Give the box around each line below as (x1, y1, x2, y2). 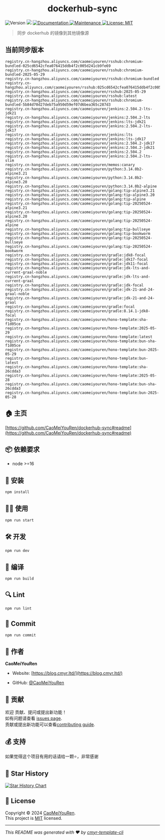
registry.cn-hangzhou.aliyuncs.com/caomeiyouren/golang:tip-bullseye (5, 227, 151, 232)
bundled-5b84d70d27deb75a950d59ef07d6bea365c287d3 (5, 102, 111, 107)
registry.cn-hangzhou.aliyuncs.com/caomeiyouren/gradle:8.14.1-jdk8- (5, 308, 151, 314)
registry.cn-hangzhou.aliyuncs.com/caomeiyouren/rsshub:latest (5, 93, 137, 98)
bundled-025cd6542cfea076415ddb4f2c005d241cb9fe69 (5, 63, 111, 68)
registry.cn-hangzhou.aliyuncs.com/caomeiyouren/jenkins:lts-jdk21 (5, 119, 146, 124)
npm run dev (5, 548, 29, 553)
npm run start (5, 518, 34, 522)
